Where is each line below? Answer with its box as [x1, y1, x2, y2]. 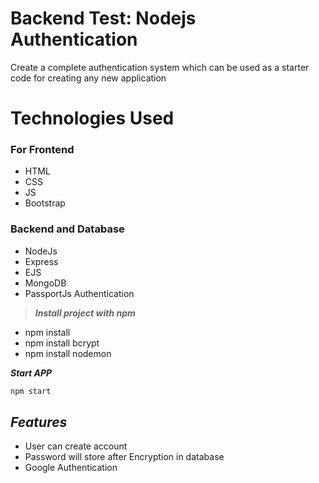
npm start [10, 386, 52, 396]
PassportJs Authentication [24, 287, 135, 299]
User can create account [24, 440, 128, 452]
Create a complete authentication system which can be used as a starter [10, 61, 310, 73]
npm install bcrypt [24, 337, 100, 349]
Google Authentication [24, 462, 118, 474]
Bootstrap [24, 197, 66, 209]
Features [10, 413, 68, 431]
